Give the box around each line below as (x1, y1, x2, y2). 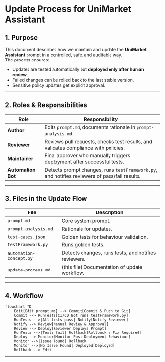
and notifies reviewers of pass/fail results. (44, 172, 141, 179)
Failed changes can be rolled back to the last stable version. (12, 77, 134, 83)
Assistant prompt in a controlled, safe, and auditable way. (5, 52, 123, 58)
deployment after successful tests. (44, 158, 124, 165)
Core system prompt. (61, 217, 110, 224)
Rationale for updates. (61, 225, 112, 232)
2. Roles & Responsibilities (5, 101, 87, 109)
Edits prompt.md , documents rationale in (44, 124, 136, 131)
